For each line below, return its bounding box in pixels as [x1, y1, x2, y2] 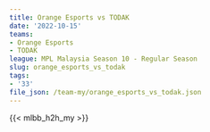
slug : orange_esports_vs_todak [9, 63, 126, 72]
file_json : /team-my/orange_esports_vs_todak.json [9, 87, 202, 96]
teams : [9, 29, 34, 38]
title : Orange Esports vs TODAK [9, 12, 130, 22]
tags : [9, 71, 29, 80]
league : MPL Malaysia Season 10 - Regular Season [9, 54, 198, 63]
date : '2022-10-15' [9, 21, 82, 30]
